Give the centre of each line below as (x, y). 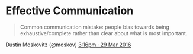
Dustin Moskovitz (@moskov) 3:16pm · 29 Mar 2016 (68, 45)
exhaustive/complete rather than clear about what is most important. (104, 33)
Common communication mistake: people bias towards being (95, 27)
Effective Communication (70, 11)
